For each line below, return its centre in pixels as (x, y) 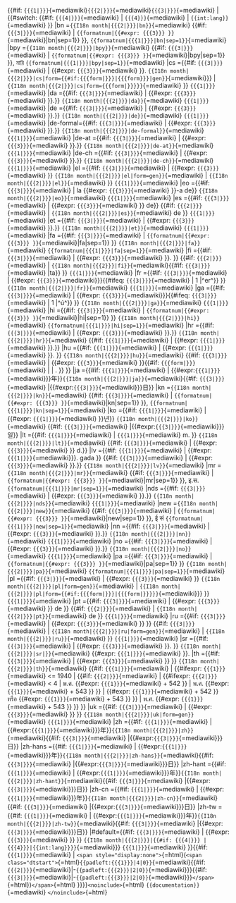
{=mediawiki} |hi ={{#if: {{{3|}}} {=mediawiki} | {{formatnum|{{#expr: (108, 310)
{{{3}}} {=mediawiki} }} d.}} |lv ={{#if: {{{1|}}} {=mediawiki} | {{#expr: (110, 450)
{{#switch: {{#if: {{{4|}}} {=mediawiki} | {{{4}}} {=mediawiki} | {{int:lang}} (118, 18)
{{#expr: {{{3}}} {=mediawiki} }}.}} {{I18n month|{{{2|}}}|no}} (99, 548)
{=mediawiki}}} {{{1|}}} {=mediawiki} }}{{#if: (142, 847)
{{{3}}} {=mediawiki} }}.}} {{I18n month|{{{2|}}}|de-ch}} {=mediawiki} (111, 160)
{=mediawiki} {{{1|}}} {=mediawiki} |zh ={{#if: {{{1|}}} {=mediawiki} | (110, 721)
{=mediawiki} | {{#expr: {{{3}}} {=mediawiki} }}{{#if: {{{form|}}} (101, 363)
